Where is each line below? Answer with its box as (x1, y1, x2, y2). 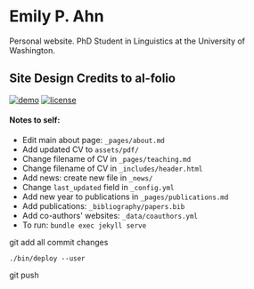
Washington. (9, 44, 56, 55)
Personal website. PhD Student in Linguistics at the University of (9, 36, 246, 46)
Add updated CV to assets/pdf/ (21, 144, 140, 155)
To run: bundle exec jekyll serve (21, 220, 147, 230)
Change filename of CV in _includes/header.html (21, 163, 203, 173)
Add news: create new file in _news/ (21, 172, 153, 183)
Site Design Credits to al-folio (9, 71, 176, 86)
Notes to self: (9, 115, 61, 125)
